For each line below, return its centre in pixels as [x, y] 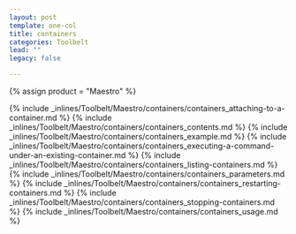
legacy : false [35, 58]
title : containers [43, 34]
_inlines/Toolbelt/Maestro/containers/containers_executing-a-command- [142, 146]
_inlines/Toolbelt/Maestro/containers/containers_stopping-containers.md [142, 202]
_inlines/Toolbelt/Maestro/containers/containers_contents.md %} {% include [148, 127]
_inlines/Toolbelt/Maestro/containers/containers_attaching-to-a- [168, 108]
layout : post [33, 17]
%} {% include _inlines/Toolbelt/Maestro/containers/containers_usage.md [144, 211]
